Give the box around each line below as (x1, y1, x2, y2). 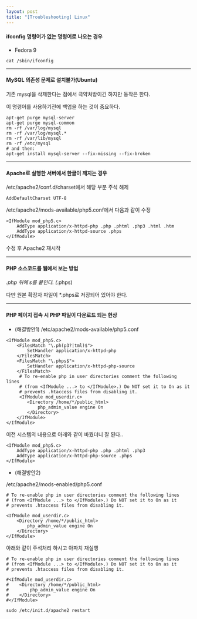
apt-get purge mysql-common (6, 120, 75, 126)
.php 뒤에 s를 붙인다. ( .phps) (6, 279, 73, 286)
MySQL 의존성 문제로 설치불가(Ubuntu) (6, 76, 98, 83)
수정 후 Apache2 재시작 (6, 245, 61, 252)
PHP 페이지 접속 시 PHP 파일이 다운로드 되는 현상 (6, 311, 117, 318)
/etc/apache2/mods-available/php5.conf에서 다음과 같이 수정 (6, 206, 151, 213)
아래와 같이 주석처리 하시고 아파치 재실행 (6, 544, 98, 551)
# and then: (6, 145, 35, 152)
